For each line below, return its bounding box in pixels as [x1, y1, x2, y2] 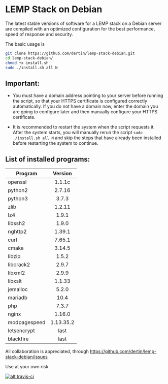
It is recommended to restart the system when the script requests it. [12, 124, 155, 130]
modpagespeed [8, 319, 46, 326]
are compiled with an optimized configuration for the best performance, [5, 25, 155, 31]
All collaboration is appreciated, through [5, 348, 89, 355]
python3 [8, 195, 28, 202]
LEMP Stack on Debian [5, 4, 103, 15]
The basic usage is [5, 41, 45, 47]
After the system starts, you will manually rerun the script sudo [12, 130, 143, 136]
